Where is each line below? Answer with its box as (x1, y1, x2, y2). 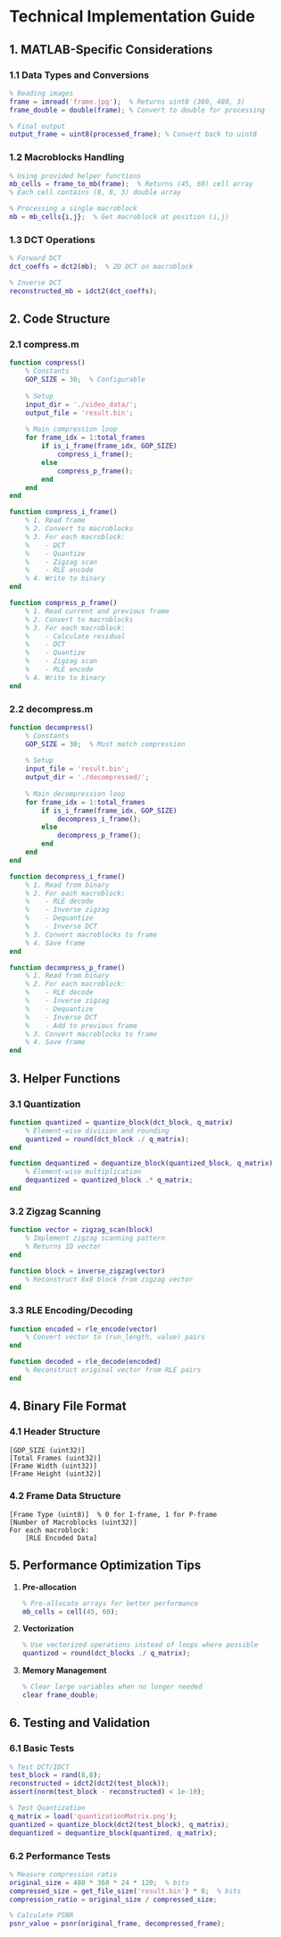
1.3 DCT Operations (9, 233, 95, 246)
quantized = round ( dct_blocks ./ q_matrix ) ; (21, 1649, 191, 1658)
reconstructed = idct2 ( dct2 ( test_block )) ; (9, 1779, 169, 1789)
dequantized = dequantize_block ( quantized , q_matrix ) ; (9, 1828, 218, 1838)
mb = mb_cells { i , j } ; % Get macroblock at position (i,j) (9, 213, 229, 222)
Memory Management (21, 1665, 107, 1676)
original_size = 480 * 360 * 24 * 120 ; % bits (9, 1878, 190, 1887)
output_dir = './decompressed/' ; (25, 773, 150, 782)
